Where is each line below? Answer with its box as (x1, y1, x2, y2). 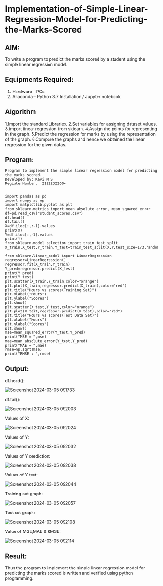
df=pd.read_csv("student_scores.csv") (5, 211, 83, 216)
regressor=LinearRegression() (5, 258, 66, 263)
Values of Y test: (5, 472, 38, 478)
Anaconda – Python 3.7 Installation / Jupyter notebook (12, 93, 121, 99)
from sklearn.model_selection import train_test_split (5, 241, 118, 246)
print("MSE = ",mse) (5, 334, 47, 339)
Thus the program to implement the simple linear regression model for (5, 565, 145, 571)
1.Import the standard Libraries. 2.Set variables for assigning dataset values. (5, 121, 157, 127)
